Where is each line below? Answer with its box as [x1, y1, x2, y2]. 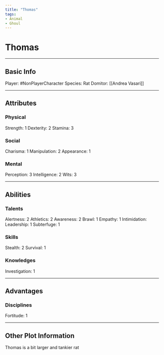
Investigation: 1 [5, 268, 35, 274]
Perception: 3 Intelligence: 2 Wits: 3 [5, 172, 77, 178]
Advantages [5, 287, 43, 295]
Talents [5, 205, 23, 212]
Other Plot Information [5, 331, 75, 340]
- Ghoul [5, 21, 21, 26]
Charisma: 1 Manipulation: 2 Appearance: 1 [5, 148, 91, 154]
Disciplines [5, 302, 32, 308]
